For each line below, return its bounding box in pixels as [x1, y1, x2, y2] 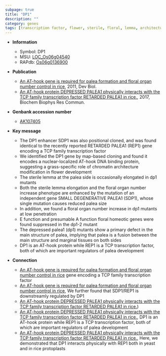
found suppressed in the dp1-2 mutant [19, 222, 98, 228]
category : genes [5, 21, 39, 26]
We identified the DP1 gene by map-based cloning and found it [19, 154, 148, 159]
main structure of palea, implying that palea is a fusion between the [19, 232, 157, 238]
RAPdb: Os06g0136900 [19, 59, 68, 65]
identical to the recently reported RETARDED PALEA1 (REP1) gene [19, 143, 152, 149]
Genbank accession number [12, 109, 72, 115]
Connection [12, 257, 37, 263]
